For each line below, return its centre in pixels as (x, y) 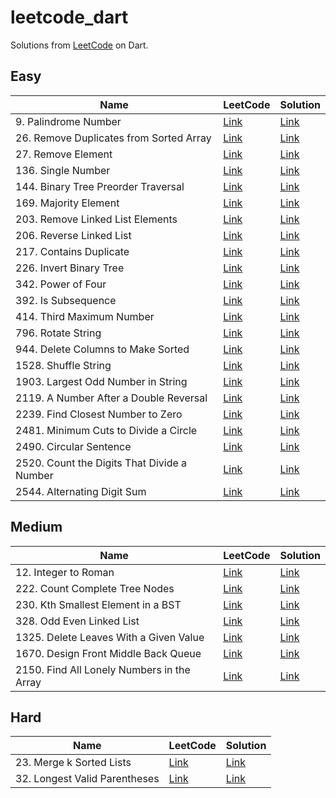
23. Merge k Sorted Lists (73, 763)
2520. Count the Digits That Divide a (101, 463)
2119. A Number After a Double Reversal (111, 398)
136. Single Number (63, 170)
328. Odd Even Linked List (77, 621)
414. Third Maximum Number (85, 316)
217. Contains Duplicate (72, 251)
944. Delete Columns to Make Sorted (102, 349)
